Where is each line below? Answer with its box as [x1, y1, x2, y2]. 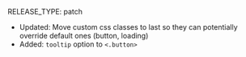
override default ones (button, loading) [19, 31, 149, 40]
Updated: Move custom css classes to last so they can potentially [19, 22, 238, 31]
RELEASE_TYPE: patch [7, 7, 83, 16]
